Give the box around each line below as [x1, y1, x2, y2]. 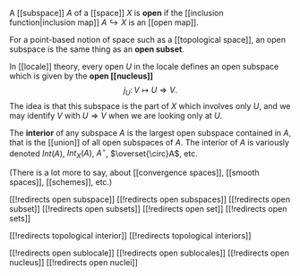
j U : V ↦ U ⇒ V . [123, 85, 178, 97]
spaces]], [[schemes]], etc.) [9, 177, 113, 188]
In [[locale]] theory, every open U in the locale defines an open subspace [9, 62, 279, 71]
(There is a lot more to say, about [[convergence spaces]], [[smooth [9, 167, 260, 178]
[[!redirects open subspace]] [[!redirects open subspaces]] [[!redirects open [9, 194, 291, 205]
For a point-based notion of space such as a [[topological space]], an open [9, 35, 287, 45]
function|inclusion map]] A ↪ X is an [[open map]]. [9, 17, 199, 28]
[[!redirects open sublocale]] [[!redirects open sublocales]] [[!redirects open [9, 247, 289, 258]
